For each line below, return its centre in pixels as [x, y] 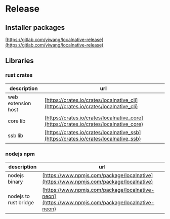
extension [19, 103]
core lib [17, 121]
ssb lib [16, 136]
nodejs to [19, 196]
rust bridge [21, 202]
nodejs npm [20, 154]
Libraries [19, 61]
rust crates [19, 75]
